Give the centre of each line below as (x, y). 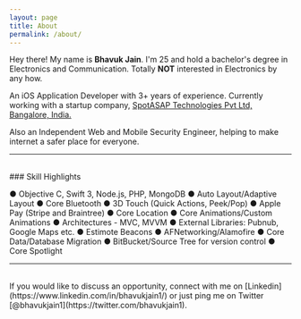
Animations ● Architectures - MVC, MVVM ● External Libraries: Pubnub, (144, 222)
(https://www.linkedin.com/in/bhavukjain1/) (88, 296)
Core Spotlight (36, 251)
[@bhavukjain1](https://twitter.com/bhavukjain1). (99, 306)
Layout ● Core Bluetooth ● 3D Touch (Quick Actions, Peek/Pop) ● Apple (145, 204)
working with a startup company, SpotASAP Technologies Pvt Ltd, (131, 105)
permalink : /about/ (46, 34)
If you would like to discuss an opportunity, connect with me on (126, 286)
